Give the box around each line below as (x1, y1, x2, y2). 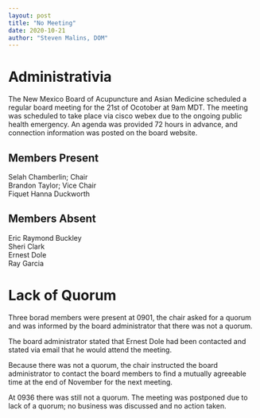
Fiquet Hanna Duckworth (8, 189, 90, 199)
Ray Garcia (8, 258, 44, 268)
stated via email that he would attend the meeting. (8, 345, 173, 354)
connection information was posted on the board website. (8, 128, 198, 137)
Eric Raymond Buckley (8, 233, 82, 242)
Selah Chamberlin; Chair (8, 172, 88, 181)
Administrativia (8, 68, 112, 86)
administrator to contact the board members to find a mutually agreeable (8, 369, 246, 378)
